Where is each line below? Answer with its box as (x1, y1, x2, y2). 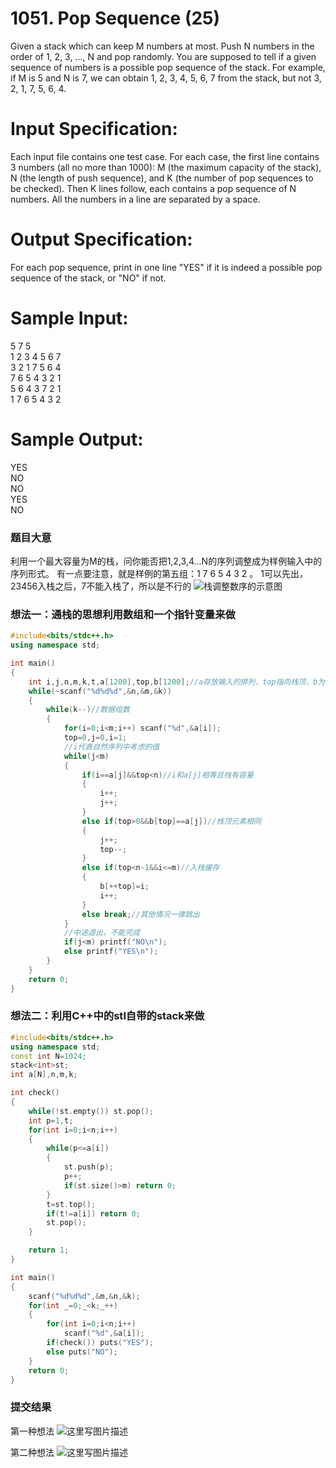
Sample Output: (10, 428, 144, 451)
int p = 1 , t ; (28, 1115, 74, 1126)
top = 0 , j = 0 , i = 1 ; (63, 733, 128, 743)
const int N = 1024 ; (10, 1051, 87, 1061)
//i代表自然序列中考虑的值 (63, 742, 160, 752)
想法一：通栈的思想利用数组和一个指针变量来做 (10, 607, 236, 621)
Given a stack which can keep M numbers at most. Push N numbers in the (10, 40, 315, 52)
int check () (10, 1088, 60, 1098)
